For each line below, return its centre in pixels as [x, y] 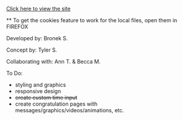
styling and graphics [40, 85]
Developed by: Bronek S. [37, 38]
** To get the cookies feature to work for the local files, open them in [92, 20]
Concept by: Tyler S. [32, 50]
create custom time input [46, 97]
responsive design [38, 91]
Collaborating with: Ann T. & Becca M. [53, 61]
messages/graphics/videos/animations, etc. [69, 110]
